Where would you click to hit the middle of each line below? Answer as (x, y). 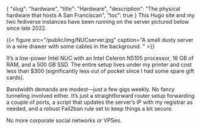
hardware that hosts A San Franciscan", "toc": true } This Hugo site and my (100, 15)
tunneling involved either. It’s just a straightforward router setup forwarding (100, 96)
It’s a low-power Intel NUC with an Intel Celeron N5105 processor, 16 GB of (100, 58)
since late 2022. (27, 28)
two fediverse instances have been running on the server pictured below (98, 22)
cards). (15, 77)
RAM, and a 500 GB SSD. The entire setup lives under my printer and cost (99, 64)
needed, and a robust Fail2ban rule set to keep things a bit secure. (90, 108)
